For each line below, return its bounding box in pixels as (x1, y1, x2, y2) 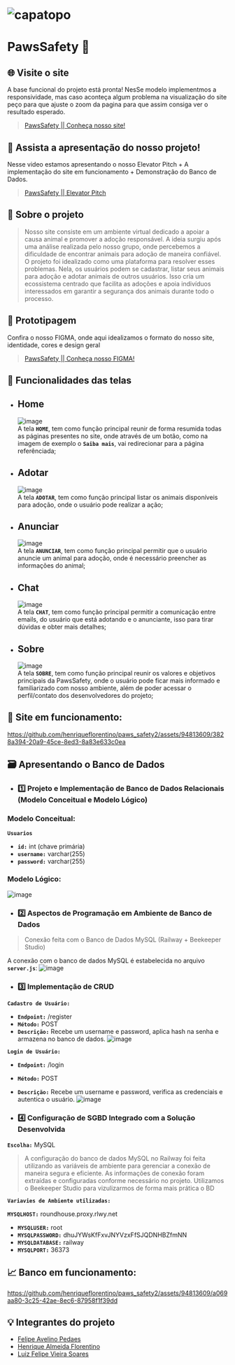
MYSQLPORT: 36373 (17, 1245, 70, 1254)
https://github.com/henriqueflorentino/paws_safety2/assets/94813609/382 (7, 730, 225, 738)
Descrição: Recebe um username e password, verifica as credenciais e (17, 1088, 223, 1096)
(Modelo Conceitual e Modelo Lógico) (17, 795, 148, 805)
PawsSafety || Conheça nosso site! (24, 121, 126, 129)
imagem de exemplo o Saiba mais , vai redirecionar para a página (17, 439, 204, 447)
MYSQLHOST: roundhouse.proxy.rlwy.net (7, 1210, 117, 1218)
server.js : (7, 964, 38, 972)
